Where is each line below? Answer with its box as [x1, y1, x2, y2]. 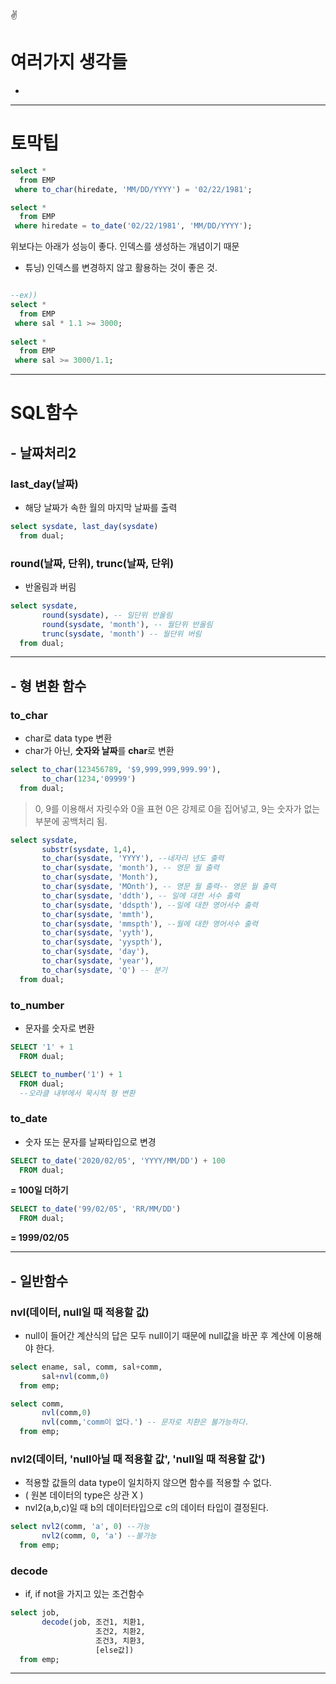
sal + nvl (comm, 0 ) [41, 1371, 110, 1381]
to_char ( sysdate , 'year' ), [41, 956, 155, 966]
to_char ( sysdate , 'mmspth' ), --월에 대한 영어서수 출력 [41, 919, 258, 929]
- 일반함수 [10, 1272, 69, 1289]
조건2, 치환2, [95, 1626, 146, 1636]
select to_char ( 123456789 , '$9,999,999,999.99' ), [10, 765, 222, 775]
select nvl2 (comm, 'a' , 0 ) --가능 [10, 1522, 150, 1532]
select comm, [10, 1399, 65, 1409]
